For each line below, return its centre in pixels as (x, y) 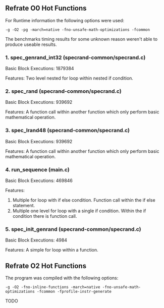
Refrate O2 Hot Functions (46, 266)
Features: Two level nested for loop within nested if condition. (69, 78)
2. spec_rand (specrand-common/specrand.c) (64, 91)
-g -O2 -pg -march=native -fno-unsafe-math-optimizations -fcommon (78, 30)
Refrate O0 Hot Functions (46, 8)
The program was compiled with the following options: (62, 278)
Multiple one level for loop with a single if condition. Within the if (79, 211)
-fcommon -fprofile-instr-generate (74, 292)
